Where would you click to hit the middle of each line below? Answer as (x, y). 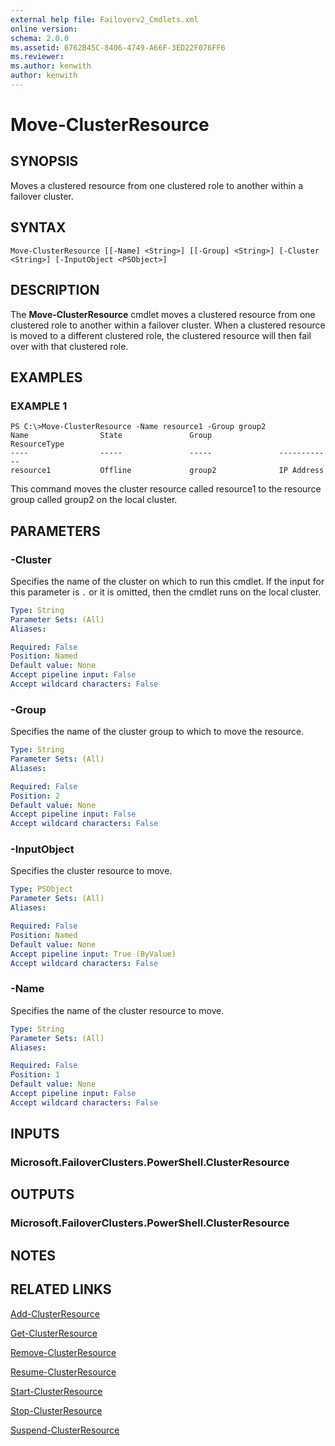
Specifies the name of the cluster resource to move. (117, 1010)
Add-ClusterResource (55, 1313)
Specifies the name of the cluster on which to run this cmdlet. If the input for (167, 581)
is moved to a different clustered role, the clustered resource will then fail (161, 335)
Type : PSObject (42, 889)
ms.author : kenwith (51, 66)
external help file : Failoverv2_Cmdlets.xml (104, 19)
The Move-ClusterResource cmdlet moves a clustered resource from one (163, 314)
